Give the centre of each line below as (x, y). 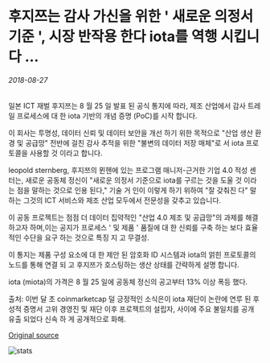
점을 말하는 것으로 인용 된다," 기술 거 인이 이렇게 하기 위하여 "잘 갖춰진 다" (132, 191)
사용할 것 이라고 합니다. (66, 153)
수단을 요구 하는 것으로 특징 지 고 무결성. (86, 237)
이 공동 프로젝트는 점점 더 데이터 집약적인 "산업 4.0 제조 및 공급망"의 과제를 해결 (133, 217)
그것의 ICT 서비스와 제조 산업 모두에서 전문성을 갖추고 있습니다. (122, 200)
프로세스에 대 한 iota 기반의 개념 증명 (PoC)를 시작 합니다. (107, 116)
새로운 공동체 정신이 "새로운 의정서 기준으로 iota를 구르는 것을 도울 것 (134, 180)
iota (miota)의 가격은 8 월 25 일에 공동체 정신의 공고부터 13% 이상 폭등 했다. (128, 282)
